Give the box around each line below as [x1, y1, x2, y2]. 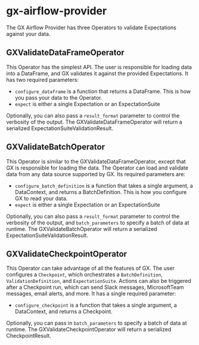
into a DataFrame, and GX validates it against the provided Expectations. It [6, 70, 189, 77]
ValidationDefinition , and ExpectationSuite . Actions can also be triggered [6, 278, 192, 285]
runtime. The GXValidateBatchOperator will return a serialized [6, 225, 157, 232]
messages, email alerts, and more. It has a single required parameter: [6, 290, 176, 297]
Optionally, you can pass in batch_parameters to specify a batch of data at [6, 319, 187, 326]
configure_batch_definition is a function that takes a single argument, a [14, 182, 194, 189]
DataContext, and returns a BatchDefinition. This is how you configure [14, 188, 187, 195]
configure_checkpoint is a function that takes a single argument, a [14, 301, 178, 309]
